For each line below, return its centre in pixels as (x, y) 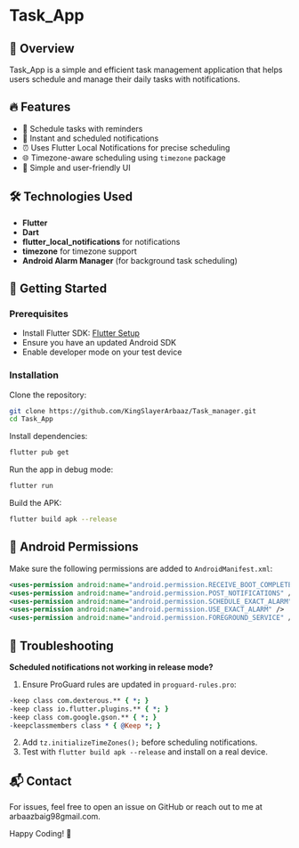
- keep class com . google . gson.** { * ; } (83, 717)
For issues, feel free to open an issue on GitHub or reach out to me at (136, 807)
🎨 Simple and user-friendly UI (76, 167)
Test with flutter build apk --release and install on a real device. (145, 752)
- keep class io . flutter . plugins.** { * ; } (89, 709)
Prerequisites (39, 314)
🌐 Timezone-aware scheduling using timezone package (124, 158)
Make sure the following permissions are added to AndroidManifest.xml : (141, 568)
